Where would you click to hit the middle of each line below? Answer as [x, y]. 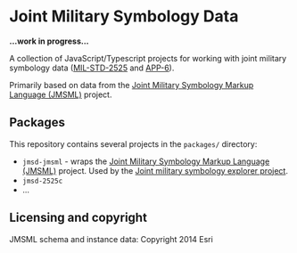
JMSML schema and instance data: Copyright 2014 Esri [111, 239]
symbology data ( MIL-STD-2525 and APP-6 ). [92, 68]
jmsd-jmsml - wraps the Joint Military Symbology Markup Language [146, 161]
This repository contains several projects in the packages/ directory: [133, 143]
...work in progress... [49, 41]
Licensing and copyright [78, 218]
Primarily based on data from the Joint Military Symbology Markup [132, 85]
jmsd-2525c [42, 181]
